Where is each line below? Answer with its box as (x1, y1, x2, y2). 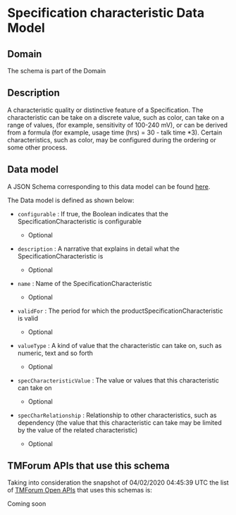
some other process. (7, 143, 68, 151)
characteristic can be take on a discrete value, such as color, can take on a (7, 113, 225, 121)
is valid (17, 314, 39, 322)
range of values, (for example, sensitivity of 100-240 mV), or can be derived (7, 120, 228, 129)
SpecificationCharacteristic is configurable (17, 217, 142, 225)
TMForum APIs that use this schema (7, 460, 170, 472)
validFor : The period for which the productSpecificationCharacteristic (17, 306, 223, 315)
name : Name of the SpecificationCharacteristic (17, 279, 153, 287)
